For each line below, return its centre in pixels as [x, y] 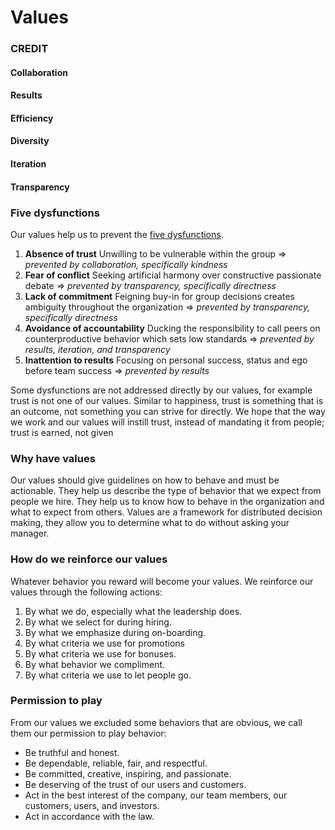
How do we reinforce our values [89, 559]
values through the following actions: [86, 592]
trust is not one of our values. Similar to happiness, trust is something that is [167, 400]
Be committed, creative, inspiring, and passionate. [128, 773]
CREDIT [29, 49]
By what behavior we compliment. [95, 664]
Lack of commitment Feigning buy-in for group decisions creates [159, 296]
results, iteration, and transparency [97, 349]
